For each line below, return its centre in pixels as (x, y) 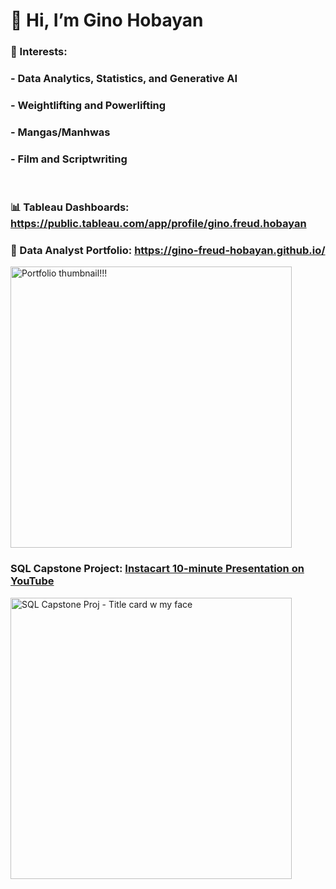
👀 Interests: (39, 52)
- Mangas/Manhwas (60, 132)
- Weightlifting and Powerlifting (88, 105)
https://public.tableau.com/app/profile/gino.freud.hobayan (158, 224)
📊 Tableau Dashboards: (70, 207)
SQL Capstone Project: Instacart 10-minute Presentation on (157, 569)
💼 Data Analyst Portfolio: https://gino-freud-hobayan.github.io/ (168, 251)
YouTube (32, 581)
